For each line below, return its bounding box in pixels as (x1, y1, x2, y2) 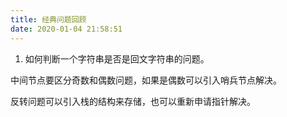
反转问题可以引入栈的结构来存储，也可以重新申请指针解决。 (10, 95, 256, 107)
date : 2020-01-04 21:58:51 (10, 24, 123, 34)
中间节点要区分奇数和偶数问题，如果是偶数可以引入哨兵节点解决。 (10, 74, 282, 86)
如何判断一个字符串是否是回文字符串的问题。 (24, 52, 210, 65)
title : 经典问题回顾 (10, 14, 87, 25)
